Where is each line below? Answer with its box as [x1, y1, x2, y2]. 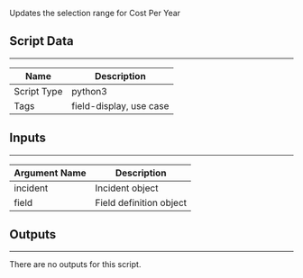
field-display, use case [71, 99, 170, 112]
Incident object [95, 182, 159, 194]
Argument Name [14, 166, 87, 179]
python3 [71, 85, 108, 97]
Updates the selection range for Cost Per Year [9, 8, 181, 18]
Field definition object [95, 196, 188, 209]
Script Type [14, 85, 63, 97]
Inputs [9, 130, 47, 146]
